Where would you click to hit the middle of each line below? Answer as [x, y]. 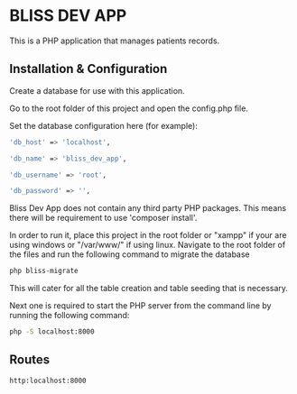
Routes [30, 360]
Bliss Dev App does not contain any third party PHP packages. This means [148, 208]
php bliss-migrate [44, 271]
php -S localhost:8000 [52, 332]
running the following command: [70, 316]
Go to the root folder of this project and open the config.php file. [129, 108]
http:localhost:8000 [48, 380]
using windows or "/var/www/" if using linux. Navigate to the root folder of [148, 245]
